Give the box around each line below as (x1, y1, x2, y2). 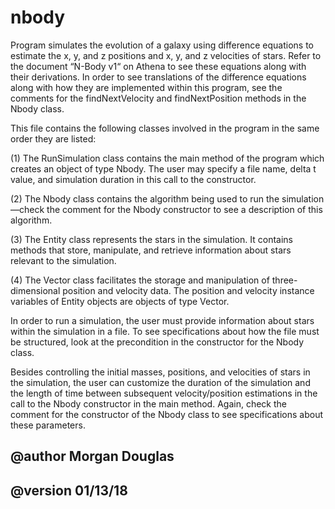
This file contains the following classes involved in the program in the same (10, 122, 320, 134)
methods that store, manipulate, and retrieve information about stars (10, 244, 292, 256)
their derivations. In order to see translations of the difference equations (10, 71, 307, 83)
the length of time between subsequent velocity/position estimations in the (10, 387, 318, 399)
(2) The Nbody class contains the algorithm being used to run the (10, 192, 280, 205)
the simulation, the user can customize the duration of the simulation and (10, 376, 311, 388)
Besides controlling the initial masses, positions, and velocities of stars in (10, 366, 311, 378)
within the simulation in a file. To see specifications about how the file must (10, 325, 320, 337)
